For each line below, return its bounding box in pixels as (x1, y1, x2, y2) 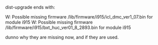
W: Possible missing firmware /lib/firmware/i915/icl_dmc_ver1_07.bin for (5, 14, 153, 19)
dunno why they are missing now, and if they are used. (5, 34, 119, 40)
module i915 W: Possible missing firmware (5, 19, 93, 25)
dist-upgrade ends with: (5, 4, 56, 10)
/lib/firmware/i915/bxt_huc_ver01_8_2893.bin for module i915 (5, 24, 131, 30)
